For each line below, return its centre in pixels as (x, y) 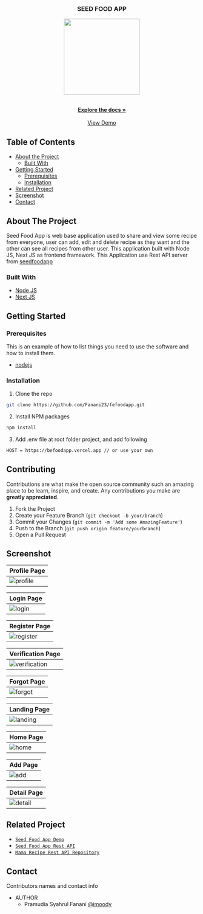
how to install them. (31, 353)
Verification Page (35, 654)
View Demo (102, 123)
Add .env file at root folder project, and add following (81, 439)
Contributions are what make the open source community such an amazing (100, 484)
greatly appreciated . (32, 497)
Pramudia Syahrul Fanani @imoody (68, 904)
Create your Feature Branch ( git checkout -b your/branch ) (89, 515)
